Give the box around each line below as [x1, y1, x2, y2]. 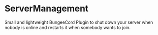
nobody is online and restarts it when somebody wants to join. [4, 24, 131, 30]
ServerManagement [4, 3, 89, 14]
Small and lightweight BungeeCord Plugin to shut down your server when [4, 19, 153, 25]
